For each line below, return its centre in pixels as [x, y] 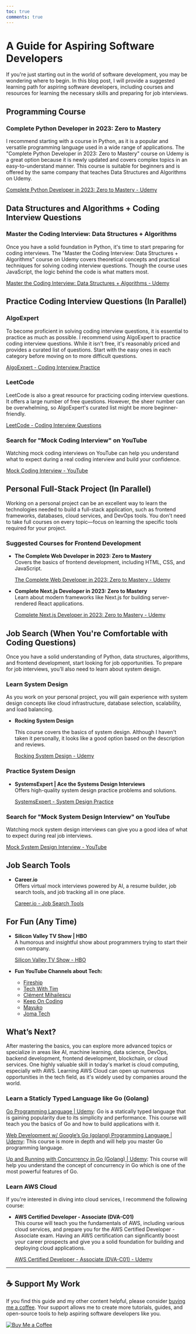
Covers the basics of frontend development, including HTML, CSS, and [100, 562]
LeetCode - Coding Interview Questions [54, 425]
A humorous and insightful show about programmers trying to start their [101, 942]
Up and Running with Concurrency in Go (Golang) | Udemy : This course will [97, 1159]
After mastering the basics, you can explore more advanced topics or [89, 1046]
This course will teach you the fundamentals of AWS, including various [99, 1223]
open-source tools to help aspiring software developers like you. [84, 1313]
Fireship [33, 982]
